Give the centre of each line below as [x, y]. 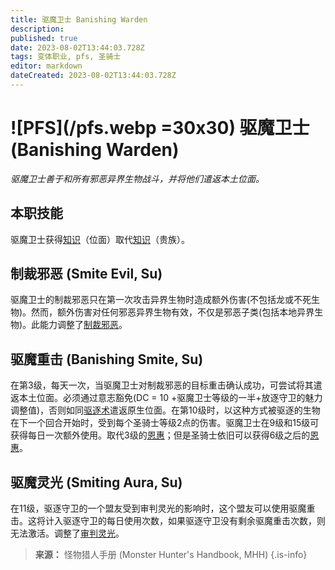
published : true [44, 38]
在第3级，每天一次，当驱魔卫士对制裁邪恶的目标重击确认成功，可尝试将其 [162, 385]
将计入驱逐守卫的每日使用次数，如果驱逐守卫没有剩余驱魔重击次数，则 [181, 521]
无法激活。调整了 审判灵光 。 [67, 533]
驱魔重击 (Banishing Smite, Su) [107, 359]
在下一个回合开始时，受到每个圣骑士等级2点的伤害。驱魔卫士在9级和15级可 [165, 423]
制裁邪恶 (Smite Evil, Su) [86, 274]
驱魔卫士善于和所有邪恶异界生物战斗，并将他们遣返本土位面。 [137, 178]
